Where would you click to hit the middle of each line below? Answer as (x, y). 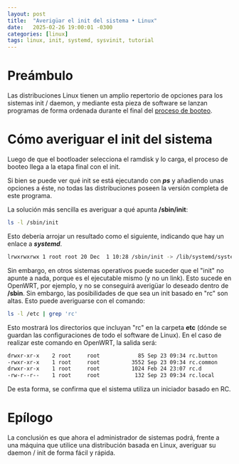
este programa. (30, 196)
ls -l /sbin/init (33, 222)
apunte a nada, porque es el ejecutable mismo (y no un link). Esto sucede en (119, 278)
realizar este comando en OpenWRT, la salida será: (82, 342)
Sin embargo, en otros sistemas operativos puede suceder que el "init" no (116, 270)
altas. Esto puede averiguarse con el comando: (76, 301)
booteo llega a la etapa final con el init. (64, 167)
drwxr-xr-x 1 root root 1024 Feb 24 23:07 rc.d (105, 369)
